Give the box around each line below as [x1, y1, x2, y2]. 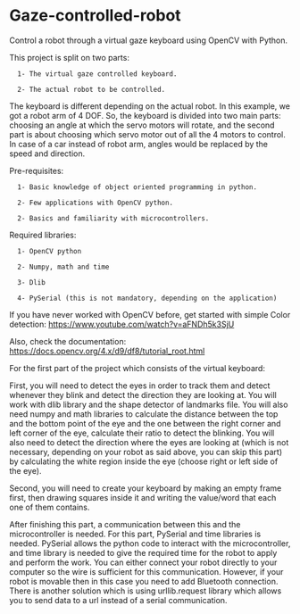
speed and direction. [9, 148, 86, 159]
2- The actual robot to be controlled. [17, 85, 166, 94]
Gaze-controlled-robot [9, 5, 181, 26]
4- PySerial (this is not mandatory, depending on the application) [17, 294, 278, 303]
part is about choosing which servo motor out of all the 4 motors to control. [9, 129, 286, 139]
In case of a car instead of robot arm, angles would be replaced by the [9, 138, 269, 149]
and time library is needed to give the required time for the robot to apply [9, 547, 278, 558]
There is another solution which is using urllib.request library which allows [9, 585, 282, 596]
